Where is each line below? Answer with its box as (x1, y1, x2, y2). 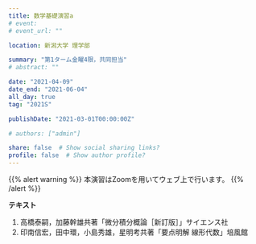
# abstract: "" (8, 64, 60, 72)
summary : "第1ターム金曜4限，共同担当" (8, 56, 127, 64)
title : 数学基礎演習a (8, 11, 74, 20)
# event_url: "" (8, 27, 63, 35)
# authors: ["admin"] (8, 130, 81, 138)
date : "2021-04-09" (8, 78, 74, 86)
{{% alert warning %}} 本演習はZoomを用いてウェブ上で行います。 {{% (8, 175, 244, 184)
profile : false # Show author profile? (8, 151, 147, 159)
